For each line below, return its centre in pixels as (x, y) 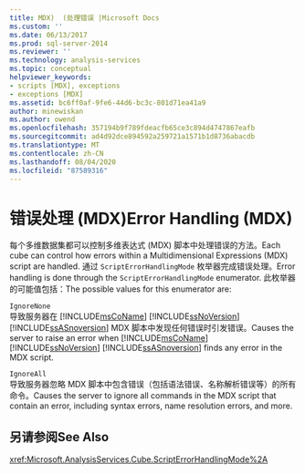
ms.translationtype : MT (55, 145)
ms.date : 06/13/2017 (49, 35)
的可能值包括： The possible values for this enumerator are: (121, 289)
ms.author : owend (42, 119)
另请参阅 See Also (59, 437)
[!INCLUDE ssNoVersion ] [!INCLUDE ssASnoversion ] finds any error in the (146, 348)
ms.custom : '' (37, 26)
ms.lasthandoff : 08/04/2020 (63, 162)
